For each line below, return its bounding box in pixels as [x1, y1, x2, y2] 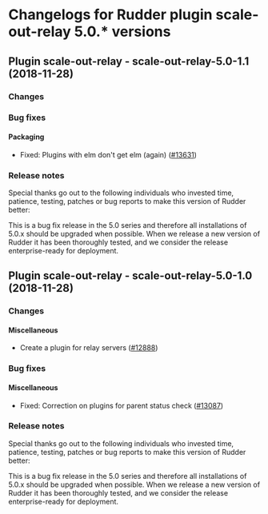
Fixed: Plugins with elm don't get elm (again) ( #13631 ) [19, 149, 198, 159]
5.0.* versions [74, 22, 171, 41]
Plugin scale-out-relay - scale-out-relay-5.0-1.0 [8, 269, 253, 283]
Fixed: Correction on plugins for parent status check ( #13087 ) [19, 400, 224, 410]
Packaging [8, 132, 45, 141]
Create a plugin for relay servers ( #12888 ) [19, 343, 158, 353]
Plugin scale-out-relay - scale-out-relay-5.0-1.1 [8, 54, 250, 68]
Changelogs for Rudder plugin [8, 6, 213, 24]
